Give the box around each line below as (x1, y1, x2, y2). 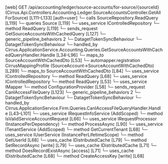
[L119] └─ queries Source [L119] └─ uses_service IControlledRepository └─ (5, 20, 159, 26)
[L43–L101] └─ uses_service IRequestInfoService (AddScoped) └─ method (9, 110, 163, 116)
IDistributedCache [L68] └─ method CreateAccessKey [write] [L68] (5, 153, 144, 159)
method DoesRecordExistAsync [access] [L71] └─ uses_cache (5, 147, 134, 153)
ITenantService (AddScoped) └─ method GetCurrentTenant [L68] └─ (5, 126, 148, 132)
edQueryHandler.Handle (5, 52, 56, 58)
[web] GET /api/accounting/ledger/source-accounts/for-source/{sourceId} (5, 4, 159, 10)
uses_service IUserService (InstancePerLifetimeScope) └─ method (5, 132, 144, 137)
